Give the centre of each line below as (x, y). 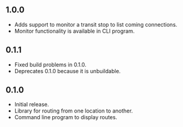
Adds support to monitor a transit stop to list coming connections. (96, 24)
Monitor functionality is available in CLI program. (74, 31)
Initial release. (32, 105)
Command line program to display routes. (66, 117)
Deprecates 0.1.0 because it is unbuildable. (67, 71)
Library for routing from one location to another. (73, 111)
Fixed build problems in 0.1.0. (50, 64)
